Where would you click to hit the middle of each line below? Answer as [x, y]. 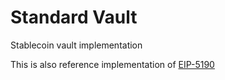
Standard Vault [74, 17]
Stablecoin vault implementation [76, 45]
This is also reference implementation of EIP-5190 [112, 64]
